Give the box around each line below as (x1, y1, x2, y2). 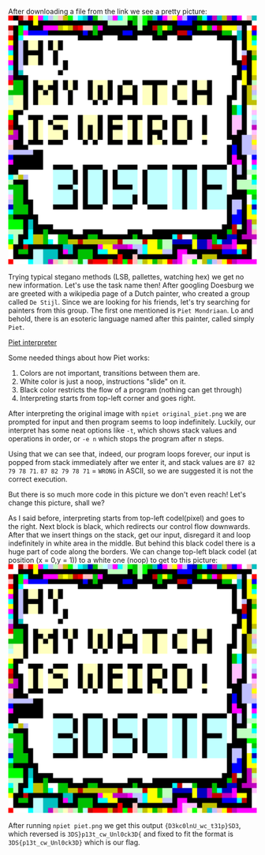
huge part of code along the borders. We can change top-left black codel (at (8, 547, 257, 556)
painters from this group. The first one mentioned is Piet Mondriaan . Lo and (8, 306, 254, 315)
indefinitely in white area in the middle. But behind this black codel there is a (8, 538, 256, 548)
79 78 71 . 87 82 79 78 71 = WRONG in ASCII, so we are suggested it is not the (8, 466, 254, 475)
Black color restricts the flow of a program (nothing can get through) (19, 385, 243, 394)
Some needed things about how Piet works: (8, 353, 150, 362)
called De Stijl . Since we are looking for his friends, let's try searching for (8, 298, 251, 306)
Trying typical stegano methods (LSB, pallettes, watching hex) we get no (8, 272, 244, 281)
